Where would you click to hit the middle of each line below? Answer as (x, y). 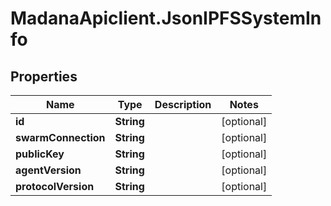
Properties (44, 76)
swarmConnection (60, 137)
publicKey (40, 154)
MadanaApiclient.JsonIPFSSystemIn (166, 18)
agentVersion (48, 170)
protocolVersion (55, 186)
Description (183, 104)
